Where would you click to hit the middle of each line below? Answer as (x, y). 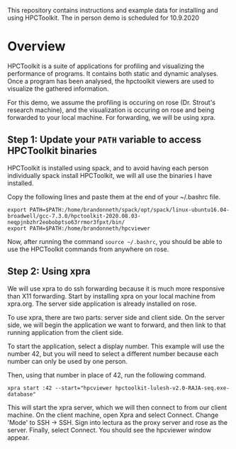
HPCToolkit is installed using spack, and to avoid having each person (108, 168)
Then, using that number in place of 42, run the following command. (107, 375)
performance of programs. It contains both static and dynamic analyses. (113, 73)
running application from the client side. (66, 332)
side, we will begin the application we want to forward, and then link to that (117, 325)
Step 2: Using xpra (49, 271)
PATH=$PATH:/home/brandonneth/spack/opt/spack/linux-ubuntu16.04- (130, 210)
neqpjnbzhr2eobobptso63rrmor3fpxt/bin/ (66, 222)
